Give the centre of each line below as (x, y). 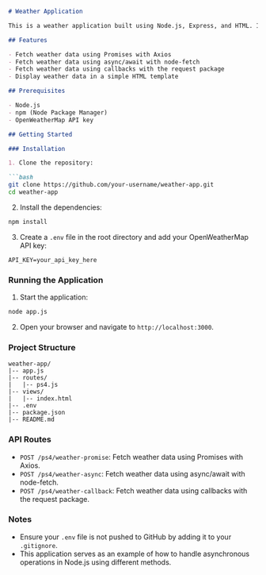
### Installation (37, 149)
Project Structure (42, 347)
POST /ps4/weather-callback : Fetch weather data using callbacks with (133, 490)
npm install (28, 222)
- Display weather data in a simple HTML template (93, 77)
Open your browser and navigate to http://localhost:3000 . (116, 326)
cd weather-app (33, 192)
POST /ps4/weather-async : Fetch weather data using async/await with (132, 473)
